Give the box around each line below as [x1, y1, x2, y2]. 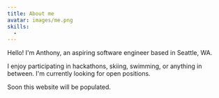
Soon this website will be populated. [7, 83, 112, 91]
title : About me [7, 10, 54, 17]
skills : [7, 23, 30, 30]
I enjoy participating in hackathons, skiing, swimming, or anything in [7, 62, 202, 70]
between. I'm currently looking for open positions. [7, 70, 151, 78]
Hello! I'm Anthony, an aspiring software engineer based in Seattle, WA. [7, 49, 213, 57]
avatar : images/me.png [7, 17, 73, 24]
